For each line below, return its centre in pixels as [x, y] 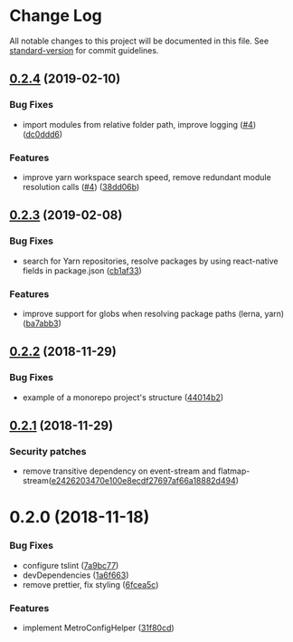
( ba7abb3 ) [42, 323]
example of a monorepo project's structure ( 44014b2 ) [123, 397]
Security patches [48, 451]
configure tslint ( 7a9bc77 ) [71, 565]
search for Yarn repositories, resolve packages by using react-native [150, 261]
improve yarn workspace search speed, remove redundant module [146, 177]
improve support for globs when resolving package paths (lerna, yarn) [153, 313]
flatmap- [234, 471]
